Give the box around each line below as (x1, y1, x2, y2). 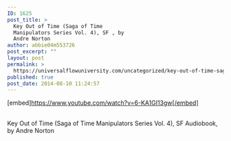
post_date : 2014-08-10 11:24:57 (7, 80, 100, 87)
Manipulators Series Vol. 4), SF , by (13, 29, 125, 36)
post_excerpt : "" (7, 49, 57, 55)
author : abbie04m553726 (7, 42, 76, 49)
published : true (7, 73, 54, 81)
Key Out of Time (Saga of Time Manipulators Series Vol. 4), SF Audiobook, (7, 119, 218, 127)
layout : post (7, 55, 45, 62)
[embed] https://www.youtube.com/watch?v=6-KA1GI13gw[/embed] (7, 99, 199, 107)
